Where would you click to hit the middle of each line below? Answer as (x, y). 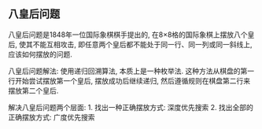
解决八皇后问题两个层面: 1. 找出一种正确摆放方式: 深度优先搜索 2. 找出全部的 (131, 107)
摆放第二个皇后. (33, 90)
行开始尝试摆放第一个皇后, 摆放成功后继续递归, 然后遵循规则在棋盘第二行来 (129, 80)
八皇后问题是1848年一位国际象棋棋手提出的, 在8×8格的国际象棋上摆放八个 (128, 35)
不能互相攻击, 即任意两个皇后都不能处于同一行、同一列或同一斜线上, (142, 44)
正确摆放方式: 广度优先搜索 (52, 117)
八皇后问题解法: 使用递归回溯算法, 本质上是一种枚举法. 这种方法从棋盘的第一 (131, 71)
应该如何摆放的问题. (41, 54)
